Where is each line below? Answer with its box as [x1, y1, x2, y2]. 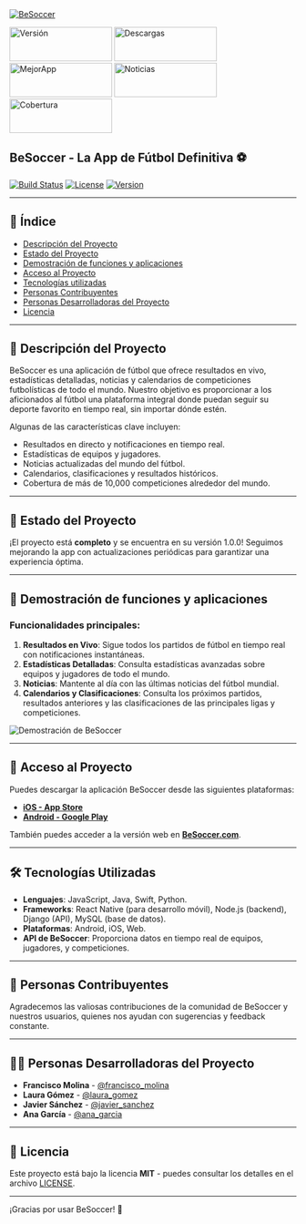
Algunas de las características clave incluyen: [9, 421, 180, 432]
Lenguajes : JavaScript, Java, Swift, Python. [22, 893, 188, 905]
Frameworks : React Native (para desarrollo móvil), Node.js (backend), [22, 903, 287, 914]
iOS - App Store [22, 801, 84, 812]
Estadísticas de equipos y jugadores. [22, 448, 161, 459]
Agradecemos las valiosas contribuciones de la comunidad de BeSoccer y [9, 1002, 289, 1013]
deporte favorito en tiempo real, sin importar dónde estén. [9, 404, 228, 415]
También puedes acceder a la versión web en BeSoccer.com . [9, 828, 241, 839]
